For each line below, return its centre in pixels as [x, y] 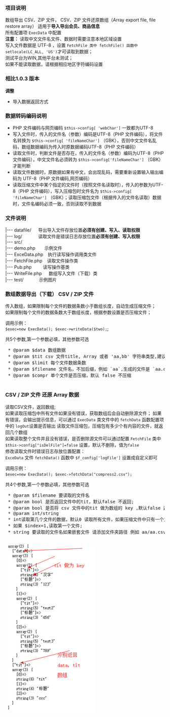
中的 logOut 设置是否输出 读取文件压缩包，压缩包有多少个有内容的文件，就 [82, 426]
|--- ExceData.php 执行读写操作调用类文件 [51, 255]
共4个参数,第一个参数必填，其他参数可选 [47, 484]
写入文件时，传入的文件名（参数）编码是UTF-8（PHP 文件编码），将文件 [88, 134]
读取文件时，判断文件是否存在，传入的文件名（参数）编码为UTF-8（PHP [88, 153]
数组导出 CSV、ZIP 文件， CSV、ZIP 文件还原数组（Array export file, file [80, 20]
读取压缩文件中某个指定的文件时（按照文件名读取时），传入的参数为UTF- [88, 185]
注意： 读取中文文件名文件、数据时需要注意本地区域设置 [63, 39]
